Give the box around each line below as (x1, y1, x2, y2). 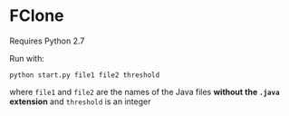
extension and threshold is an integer (9, 96, 151, 107)
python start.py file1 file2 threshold (9, 70, 160, 80)
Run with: (9, 53, 45, 63)
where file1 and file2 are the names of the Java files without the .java (9, 86, 280, 97)
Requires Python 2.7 (9, 35, 85, 46)
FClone (9, 5, 65, 26)
